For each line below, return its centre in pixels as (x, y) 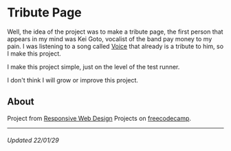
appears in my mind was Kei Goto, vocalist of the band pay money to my (110, 38)
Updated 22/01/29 (33, 140)
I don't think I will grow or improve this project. (73, 80)
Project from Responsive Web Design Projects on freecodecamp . (99, 118)
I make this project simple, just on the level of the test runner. (93, 67)
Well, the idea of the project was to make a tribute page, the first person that (115, 32)
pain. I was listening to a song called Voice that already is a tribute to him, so (115, 46)
